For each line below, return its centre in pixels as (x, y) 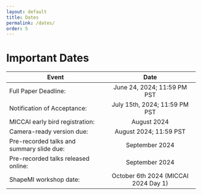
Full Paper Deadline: (38, 91)
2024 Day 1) (150, 184)
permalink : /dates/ (31, 23)
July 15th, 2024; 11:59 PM (150, 104)
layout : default (26, 12)
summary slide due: (37, 149)
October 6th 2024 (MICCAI (150, 176)
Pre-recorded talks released (50, 158)
